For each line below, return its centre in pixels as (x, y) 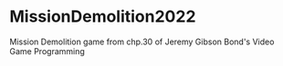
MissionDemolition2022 (103, 17)
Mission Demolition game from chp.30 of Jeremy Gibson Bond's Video (142, 42)
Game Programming (47, 51)
